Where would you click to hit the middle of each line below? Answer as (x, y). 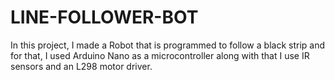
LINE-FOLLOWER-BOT (104, 17)
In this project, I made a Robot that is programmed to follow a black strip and (167, 45)
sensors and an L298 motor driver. (81, 66)
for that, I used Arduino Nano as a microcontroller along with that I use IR (160, 55)
